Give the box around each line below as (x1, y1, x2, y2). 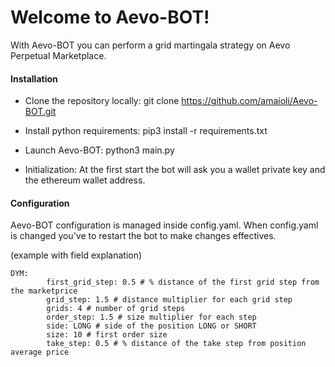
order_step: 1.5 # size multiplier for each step (46, 312, 257, 323)
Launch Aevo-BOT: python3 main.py (24, 144, 175, 156)
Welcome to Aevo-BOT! (10, 6, 210, 29)
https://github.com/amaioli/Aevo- (181, 95, 318, 107)
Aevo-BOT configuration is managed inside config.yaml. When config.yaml (10, 219, 319, 231)
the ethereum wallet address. (24, 174, 146, 186)
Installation (10, 72, 58, 85)
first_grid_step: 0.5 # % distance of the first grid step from (46, 277, 320, 288)
